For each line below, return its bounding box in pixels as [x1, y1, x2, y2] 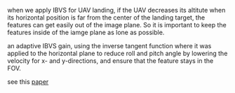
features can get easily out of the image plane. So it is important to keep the [7, 21, 227, 29]
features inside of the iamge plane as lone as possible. [7, 28, 165, 36]
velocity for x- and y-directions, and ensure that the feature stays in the [7, 57, 214, 65]
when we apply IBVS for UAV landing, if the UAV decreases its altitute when [7, 6, 226, 14]
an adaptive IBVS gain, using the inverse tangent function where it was [7, 42, 212, 50]
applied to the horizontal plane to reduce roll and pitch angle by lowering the [7, 49, 228, 57]
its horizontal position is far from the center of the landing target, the [7, 13, 206, 22]
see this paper [7, 78, 49, 86]
